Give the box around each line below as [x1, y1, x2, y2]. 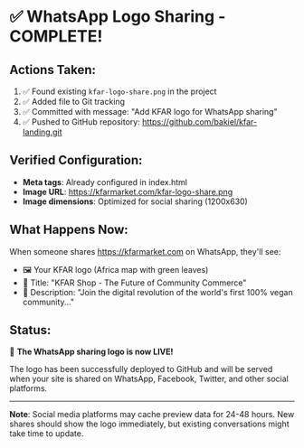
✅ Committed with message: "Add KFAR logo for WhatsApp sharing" [22, 107, 278, 117]
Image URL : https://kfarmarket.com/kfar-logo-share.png [22, 186, 233, 197]
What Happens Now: [9, 222, 128, 238]
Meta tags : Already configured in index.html [22, 176, 188, 187]
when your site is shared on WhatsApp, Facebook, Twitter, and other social [9, 373, 290, 385]
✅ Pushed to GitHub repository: [22, 117, 140, 127]
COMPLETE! [9, 26, 103, 47]
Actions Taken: [9, 61, 97, 78]
